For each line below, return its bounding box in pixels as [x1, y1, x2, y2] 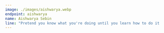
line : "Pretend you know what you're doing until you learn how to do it [5, 20, 160, 26]
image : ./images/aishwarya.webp [5, 7, 71, 12]
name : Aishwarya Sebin [5, 16, 52, 21]
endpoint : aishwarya [5, 12, 48, 16]
